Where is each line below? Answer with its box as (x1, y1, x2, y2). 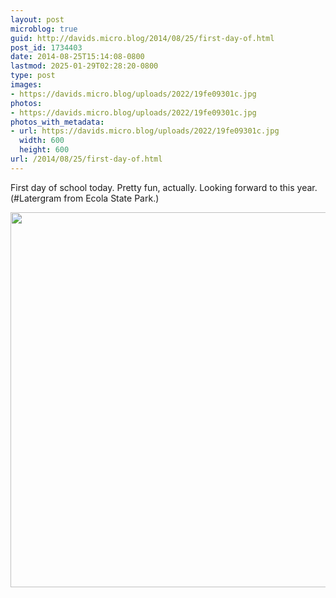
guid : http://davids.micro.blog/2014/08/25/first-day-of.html (10, 33, 275, 43)
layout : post (10, 14, 65, 25)
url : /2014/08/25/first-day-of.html (10, 154, 163, 164)
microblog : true (10, 24, 78, 34)
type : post (10, 71, 56, 81)
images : (10, 80, 43, 90)
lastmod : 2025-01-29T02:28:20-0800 (10, 61, 159, 71)
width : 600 (19, 136, 65, 146)
